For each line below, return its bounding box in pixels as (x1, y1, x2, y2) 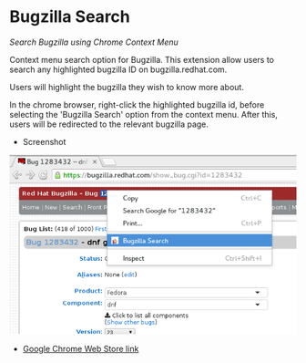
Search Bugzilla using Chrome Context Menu (9, 36, 179, 47)
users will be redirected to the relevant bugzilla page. (9, 119, 209, 130)
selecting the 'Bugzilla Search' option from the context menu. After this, (9, 109, 278, 119)
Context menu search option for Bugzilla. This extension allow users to (9, 54, 275, 65)
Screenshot (22, 136, 66, 147)
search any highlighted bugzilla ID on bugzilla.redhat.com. (9, 64, 228, 75)
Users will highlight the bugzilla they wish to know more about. (9, 81, 244, 92)
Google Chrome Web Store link (22, 343, 139, 354)
